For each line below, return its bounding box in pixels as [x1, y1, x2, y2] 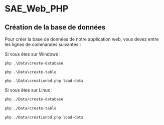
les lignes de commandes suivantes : [5, 41, 81, 47]
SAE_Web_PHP [5, 3, 69, 14]
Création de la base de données [5, 23, 106, 31]
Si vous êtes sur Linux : [5, 87, 53, 93]
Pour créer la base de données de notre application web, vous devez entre [5, 36, 159, 42]
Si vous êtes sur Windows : [5, 51, 61, 57]
